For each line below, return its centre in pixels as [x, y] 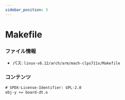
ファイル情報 [21, 51]
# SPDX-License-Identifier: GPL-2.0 [43, 88]
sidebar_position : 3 [27, 10]
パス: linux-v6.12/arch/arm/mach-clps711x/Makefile [66, 63]
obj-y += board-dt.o [27, 92]
